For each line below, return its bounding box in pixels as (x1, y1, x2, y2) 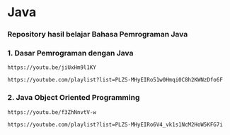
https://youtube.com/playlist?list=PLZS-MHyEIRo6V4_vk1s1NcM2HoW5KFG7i (7, 121, 223, 128)
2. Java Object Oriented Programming (7, 93, 140, 103)
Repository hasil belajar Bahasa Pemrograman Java (7, 30, 188, 39)
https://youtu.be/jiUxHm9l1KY (7, 64, 97, 71)
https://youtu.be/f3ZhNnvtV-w (7, 108, 97, 116)
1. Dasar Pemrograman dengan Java (7, 49, 134, 58)
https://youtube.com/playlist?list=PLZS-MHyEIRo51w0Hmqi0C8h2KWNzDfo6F (7, 77, 223, 84)
